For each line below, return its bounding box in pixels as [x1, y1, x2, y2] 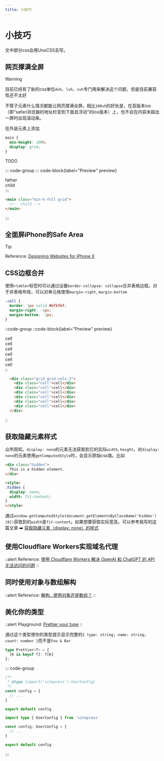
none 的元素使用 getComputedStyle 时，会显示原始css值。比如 [5, 452, 125, 458]
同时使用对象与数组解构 [5, 578, 76, 587]
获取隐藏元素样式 [5, 432, 57, 441]
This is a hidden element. [9, 467, 65, 472]
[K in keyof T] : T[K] [9, 652, 54, 657]
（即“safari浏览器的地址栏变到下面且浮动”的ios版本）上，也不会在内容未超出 [5, 109, 160, 115]
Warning [5, 76, 22, 82]
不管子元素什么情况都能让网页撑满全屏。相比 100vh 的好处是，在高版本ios [5, 103, 151, 109]
